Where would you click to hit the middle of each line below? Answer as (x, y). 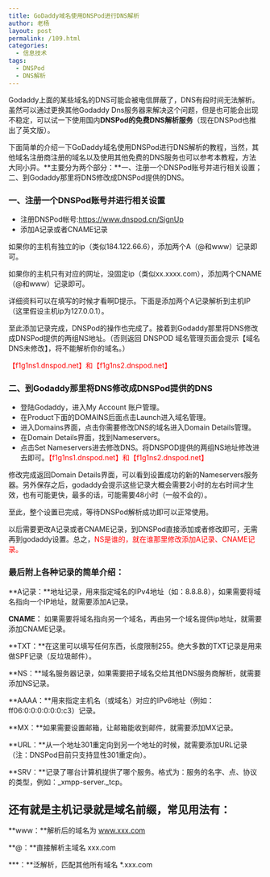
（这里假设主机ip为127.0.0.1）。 (58, 310)
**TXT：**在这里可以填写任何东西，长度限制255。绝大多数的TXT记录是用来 (135, 646)
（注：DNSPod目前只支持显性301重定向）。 (79, 754)
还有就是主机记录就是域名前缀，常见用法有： (120, 810)
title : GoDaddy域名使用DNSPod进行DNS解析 (74, 16)
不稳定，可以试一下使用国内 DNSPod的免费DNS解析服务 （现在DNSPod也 (129, 120)
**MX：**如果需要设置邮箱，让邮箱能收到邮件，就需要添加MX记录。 (123, 727)
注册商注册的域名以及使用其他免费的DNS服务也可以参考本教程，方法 (143, 157)
